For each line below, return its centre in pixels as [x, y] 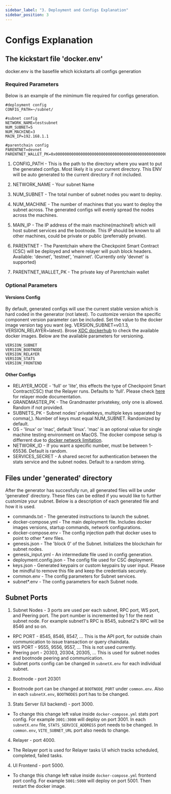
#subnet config [21, 118]
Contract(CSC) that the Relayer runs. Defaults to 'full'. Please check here [89, 391]
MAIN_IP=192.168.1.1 [27, 136]
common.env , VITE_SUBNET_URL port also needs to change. [71, 730]
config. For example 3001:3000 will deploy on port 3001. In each [79, 719]
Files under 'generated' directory [59, 478]
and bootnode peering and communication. [58, 658]
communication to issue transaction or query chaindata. [71, 642]
